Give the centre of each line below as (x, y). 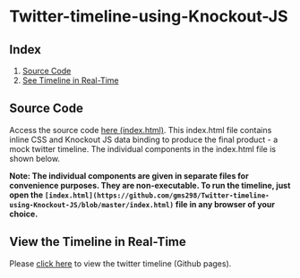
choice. (24, 214)
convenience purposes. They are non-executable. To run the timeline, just (150, 185)
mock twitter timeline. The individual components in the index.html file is (142, 148)
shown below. (35, 158)
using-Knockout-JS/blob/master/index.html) (92, 205)
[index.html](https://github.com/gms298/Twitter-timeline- (157, 195)
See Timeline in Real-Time (70, 80)
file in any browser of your (225, 204)
